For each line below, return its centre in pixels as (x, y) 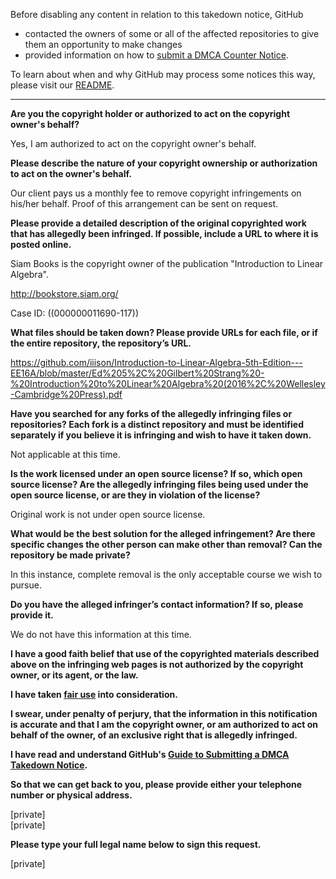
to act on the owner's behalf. (71, 173)
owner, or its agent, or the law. (74, 675)
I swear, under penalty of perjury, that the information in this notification (164, 713)
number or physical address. (71, 795)
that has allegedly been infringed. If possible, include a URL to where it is (164, 233)
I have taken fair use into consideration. (94, 694)
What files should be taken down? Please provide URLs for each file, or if (164, 332)
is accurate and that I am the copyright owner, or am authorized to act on (164, 724)
